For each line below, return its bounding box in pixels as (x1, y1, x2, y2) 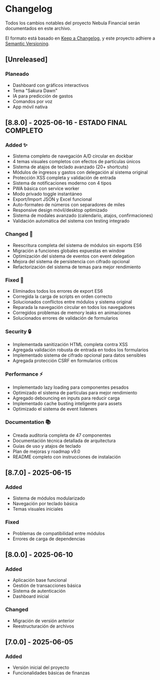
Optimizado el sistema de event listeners (12, 406, 98, 412)
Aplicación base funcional (12, 577, 67, 583)
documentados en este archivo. (5, 25, 71, 31)
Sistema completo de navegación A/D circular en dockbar (12, 153, 133, 159)
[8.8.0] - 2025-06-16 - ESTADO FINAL (5, 118, 128, 127)
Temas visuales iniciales (12, 506, 63, 512)
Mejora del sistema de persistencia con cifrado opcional (12, 258, 130, 264)
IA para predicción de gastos (12, 92, 73, 99)
